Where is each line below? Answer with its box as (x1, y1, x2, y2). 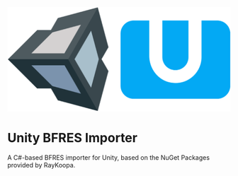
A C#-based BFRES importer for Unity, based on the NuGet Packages (7, 153, 210, 162)
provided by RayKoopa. (7, 160, 76, 169)
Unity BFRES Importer (7, 129, 138, 146)
